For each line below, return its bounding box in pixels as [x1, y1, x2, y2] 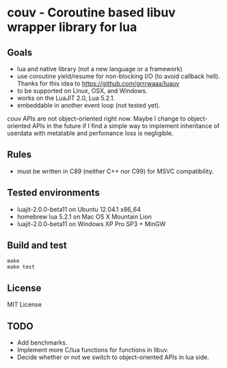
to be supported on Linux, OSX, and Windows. [16, 87, 148, 95]
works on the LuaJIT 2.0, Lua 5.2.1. [16, 94, 115, 102]
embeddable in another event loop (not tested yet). [16, 101, 161, 109]
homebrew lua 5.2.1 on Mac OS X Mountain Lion [16, 212, 152, 221]
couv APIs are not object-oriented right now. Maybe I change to [7, 114, 186, 123]
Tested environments [7, 187, 101, 199]
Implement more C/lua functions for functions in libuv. [16, 346, 169, 354]
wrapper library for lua [7, 19, 137, 35]
